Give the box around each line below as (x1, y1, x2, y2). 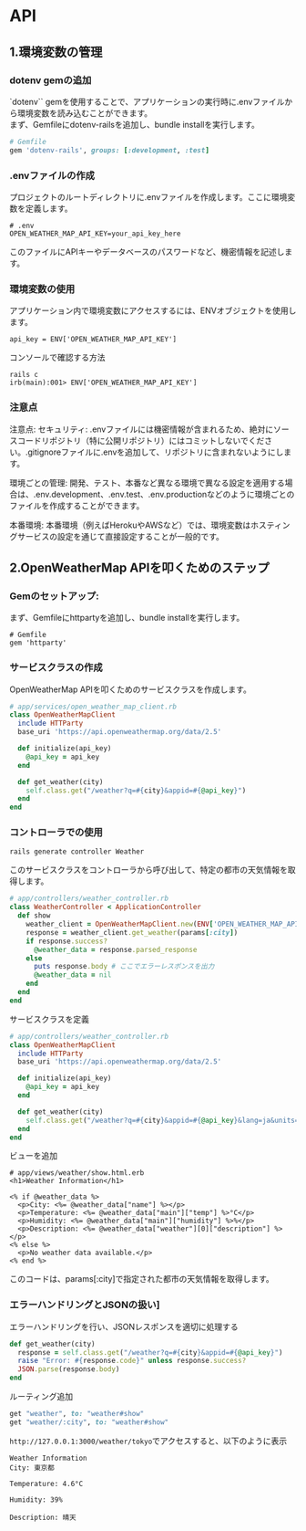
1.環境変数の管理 (9, 44, 103, 59)
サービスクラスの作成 (9, 661, 103, 674)
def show (17, 911, 51, 920)
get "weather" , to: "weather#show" (9, 1410, 145, 1419)
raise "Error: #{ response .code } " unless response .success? (17, 1357, 247, 1366)
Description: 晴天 (9, 1513, 76, 1522)
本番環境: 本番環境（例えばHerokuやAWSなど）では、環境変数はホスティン (9, 519, 291, 530)
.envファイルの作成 (9, 169, 96, 182)
